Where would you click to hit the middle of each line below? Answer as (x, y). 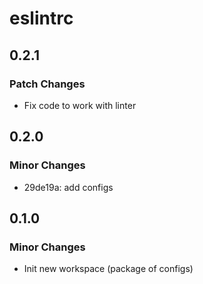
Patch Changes (47, 84)
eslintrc (41, 18)
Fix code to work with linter (80, 105)
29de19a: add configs (68, 187)
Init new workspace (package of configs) (108, 269)
